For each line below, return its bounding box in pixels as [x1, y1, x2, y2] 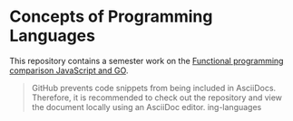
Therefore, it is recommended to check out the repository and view [31, 92, 283, 103]
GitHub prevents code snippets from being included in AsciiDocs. [31, 82, 277, 93]
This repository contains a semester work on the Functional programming [9, 55, 284, 66]
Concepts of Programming [9, 6, 213, 27]
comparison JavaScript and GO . [9, 65, 129, 76]
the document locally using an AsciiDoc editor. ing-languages [31, 101, 262, 112]
